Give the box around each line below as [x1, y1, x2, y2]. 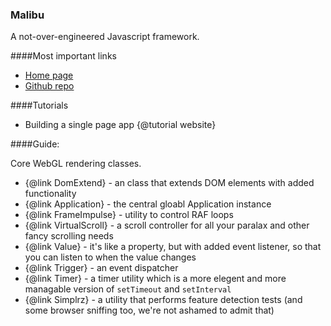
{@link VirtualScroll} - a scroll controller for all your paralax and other [24, 219, 310, 232]
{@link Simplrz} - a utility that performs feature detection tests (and [24, 294, 303, 306]
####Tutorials [10, 99, 69, 112]
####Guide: [10, 138, 60, 150]
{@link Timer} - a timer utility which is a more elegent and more [24, 273, 287, 285]
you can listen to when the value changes [24, 251, 197, 263]
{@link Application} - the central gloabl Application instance [24, 198, 272, 210]
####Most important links [10, 50, 117, 62]
